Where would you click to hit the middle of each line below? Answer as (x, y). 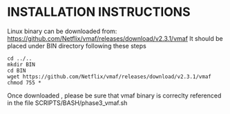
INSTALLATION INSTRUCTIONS (99, 12)
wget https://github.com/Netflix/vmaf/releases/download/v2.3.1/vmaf (109, 77)
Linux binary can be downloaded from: (62, 31)
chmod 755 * (24, 83)
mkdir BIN (21, 64)
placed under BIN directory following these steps (77, 46)
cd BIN (17, 70)
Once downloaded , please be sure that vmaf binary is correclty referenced (114, 95)
